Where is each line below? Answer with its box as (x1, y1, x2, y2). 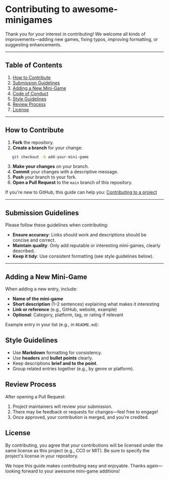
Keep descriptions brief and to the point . (12, 360, 98, 366)
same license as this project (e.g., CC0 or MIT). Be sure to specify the (5, 447, 150, 453)
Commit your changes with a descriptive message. (12, 169, 119, 175)
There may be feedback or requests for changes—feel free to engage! (12, 408, 158, 414)
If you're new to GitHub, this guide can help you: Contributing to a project (5, 189, 157, 195)
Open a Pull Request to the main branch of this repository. (12, 179, 133, 186)
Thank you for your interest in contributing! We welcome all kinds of (5, 31, 146, 37)
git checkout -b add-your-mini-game (12, 154, 89, 159)
